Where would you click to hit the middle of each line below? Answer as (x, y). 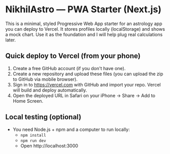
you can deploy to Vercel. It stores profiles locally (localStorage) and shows (85, 29)
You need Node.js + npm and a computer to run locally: (71, 129)
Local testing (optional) (43, 117)
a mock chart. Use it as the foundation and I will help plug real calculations (84, 34)
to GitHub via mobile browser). (45, 79)
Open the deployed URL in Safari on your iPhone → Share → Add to (84, 95)
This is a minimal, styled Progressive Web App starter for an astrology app (84, 24)
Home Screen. (28, 101)
